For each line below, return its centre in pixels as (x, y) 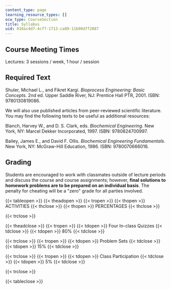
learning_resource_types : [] (36, 15)
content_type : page (26, 10)
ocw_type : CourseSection (32, 19)
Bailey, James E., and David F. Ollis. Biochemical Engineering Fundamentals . (85, 141)
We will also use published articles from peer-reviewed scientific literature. (83, 110)
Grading (18, 162)
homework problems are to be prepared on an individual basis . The (77, 185)
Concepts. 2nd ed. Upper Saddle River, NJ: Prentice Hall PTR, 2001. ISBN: (83, 95)
